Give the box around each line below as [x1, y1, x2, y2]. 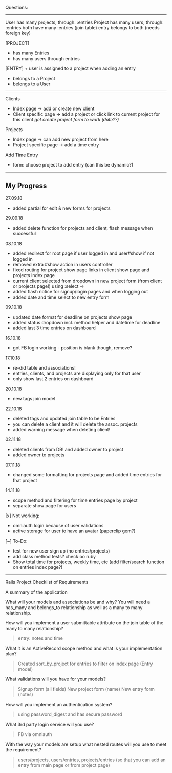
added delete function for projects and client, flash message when [12, 225, 153, 231]
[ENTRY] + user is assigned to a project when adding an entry [5, 65, 136, 71]
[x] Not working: [5, 512, 40, 519]
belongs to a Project [12, 76, 55, 81]
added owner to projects [12, 452, 65, 458]
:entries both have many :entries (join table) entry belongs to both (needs [5, 25, 160, 30]
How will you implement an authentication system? [5, 701, 113, 707]
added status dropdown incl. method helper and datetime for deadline [12, 319, 161, 325]
